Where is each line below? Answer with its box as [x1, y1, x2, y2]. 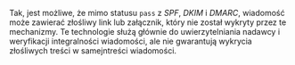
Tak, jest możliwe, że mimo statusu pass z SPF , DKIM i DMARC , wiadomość [9, 8, 285, 18]
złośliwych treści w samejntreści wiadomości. [9, 45, 176, 56]
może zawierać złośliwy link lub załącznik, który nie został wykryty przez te [9, 17, 287, 28]
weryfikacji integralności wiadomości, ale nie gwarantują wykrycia [9, 36, 252, 46]
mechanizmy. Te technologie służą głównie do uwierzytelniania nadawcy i [9, 27, 281, 37]
